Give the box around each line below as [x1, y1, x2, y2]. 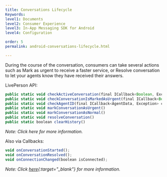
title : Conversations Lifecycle [5, 7, 72, 12]
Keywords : [5, 12, 26, 17]
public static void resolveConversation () [5, 115, 94, 120]
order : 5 [5, 39, 23, 45]
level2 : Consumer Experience [5, 21, 66, 26]
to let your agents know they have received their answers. [5, 73, 124, 79]
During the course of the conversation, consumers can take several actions [5, 62, 160, 68]
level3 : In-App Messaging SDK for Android [5, 26, 94, 31]
